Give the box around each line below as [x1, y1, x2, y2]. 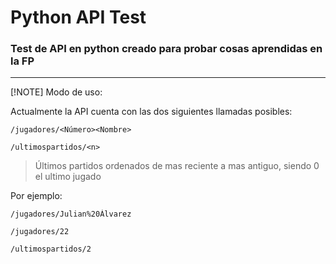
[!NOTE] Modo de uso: [10, 86, 103, 98]
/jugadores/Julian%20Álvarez [10, 209, 132, 220]
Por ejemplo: [10, 190, 63, 202]
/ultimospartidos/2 [10, 244, 92, 255]
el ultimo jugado [34, 171, 102, 183]
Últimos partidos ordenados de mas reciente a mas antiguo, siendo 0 [34, 160, 320, 172]
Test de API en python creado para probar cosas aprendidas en [10, 42, 323, 56]
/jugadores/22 [10, 227, 70, 237]
